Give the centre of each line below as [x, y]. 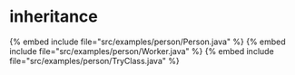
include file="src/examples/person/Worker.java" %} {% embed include [142, 51]
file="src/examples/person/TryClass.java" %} [94, 61]
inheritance [54, 17]
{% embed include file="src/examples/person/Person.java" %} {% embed [147, 42]
